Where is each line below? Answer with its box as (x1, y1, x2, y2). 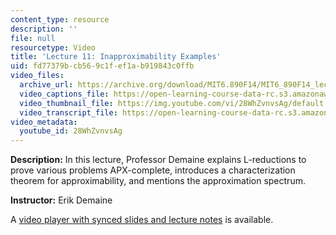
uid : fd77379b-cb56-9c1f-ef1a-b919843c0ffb (10, 61, 195, 71)
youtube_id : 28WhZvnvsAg (19, 126, 123, 136)
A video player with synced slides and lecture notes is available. (10, 214, 274, 226)
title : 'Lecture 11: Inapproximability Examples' (10, 52, 222, 62)
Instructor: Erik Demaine (10, 194, 113, 206)
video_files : (10, 71, 65, 81)
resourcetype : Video (10, 42, 97, 53)
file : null (10, 33, 56, 43)
